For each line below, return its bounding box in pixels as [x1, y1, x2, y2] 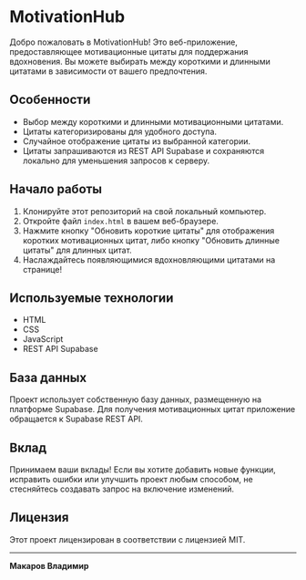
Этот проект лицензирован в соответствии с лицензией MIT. [9, 533, 246, 544]
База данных [9, 369, 87, 385]
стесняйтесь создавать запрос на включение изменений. [9, 483, 235, 494]
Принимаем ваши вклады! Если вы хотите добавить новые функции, [9, 464, 276, 475]
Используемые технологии [9, 290, 174, 306]
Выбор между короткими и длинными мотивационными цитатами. [22, 116, 284, 127]
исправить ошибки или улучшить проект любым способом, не [9, 474, 253, 484]
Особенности [9, 92, 91, 108]
